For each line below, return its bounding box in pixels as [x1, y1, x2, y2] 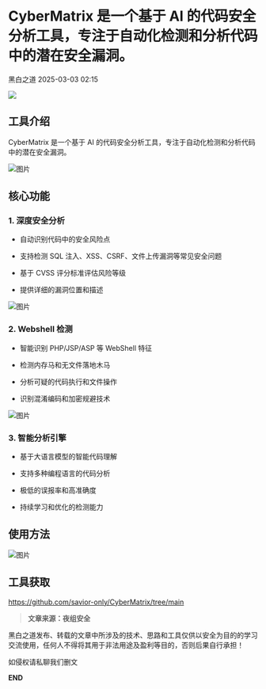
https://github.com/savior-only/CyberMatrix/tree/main [8, 597, 184, 607]
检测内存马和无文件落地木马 [19, 360, 111, 369]
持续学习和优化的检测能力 [19, 502, 104, 512]
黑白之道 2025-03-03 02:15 [8, 74, 99, 84]
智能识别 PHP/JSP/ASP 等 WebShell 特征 [19, 343, 153, 352]
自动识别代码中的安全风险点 [19, 234, 111, 244]
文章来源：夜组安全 [27, 613, 91, 622]
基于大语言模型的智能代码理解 [19, 452, 117, 462]
